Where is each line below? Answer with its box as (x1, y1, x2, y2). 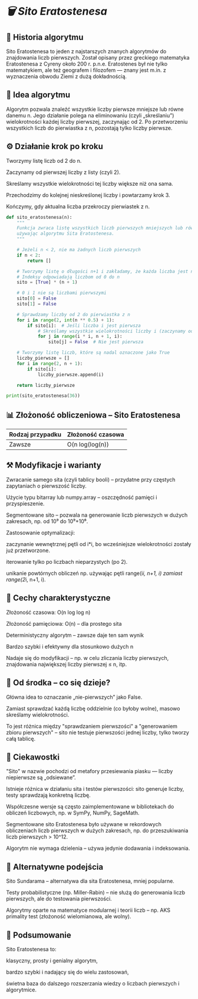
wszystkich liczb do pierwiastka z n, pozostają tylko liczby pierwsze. (6, 124, 173, 132)
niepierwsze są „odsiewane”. (6, 774, 76, 781)
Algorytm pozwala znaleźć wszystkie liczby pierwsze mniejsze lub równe (6, 106, 184, 113)
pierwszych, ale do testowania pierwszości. (6, 895, 112, 902)
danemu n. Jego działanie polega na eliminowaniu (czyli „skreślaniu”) (6, 111, 174, 119)
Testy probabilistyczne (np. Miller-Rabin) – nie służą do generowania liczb (6, 889, 186, 896)
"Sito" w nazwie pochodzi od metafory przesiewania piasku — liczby (6, 768, 173, 775)
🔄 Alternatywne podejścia (6, 862, 104, 872)
